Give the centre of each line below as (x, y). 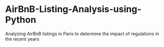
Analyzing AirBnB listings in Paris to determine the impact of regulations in (82, 33)
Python (21, 20)
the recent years (22, 39)
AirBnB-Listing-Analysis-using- (73, 9)
